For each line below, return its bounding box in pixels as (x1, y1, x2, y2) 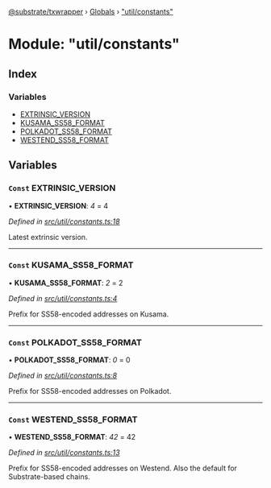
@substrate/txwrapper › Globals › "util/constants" (8, 7, 173, 16)
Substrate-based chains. (8, 472, 90, 482)
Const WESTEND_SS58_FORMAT (8, 414, 138, 425)
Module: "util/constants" (8, 35, 180, 53)
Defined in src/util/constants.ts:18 (8, 217, 120, 226)
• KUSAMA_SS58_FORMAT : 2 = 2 (8, 278, 123, 287)
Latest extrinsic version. (8, 232, 88, 242)
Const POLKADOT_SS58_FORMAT (8, 337, 143, 348)
